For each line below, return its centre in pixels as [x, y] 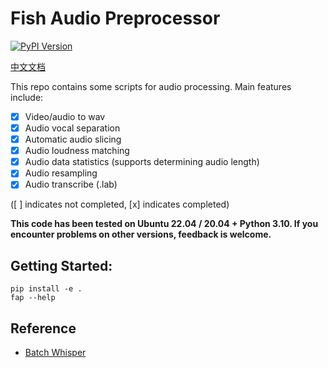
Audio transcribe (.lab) [71, 184]
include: [27, 97]
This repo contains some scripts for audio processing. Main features [151, 86]
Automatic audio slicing [73, 139]
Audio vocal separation [72, 128]
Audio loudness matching [77, 151]
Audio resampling [61, 173]
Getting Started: [61, 265]
